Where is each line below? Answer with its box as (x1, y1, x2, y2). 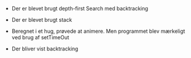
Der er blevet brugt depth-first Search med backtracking (11, 5, 148, 12)
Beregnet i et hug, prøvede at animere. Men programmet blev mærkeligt (11, 28, 186, 35)
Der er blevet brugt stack (11, 16, 72, 23)
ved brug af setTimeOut (11, 34, 69, 40)
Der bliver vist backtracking (11, 45, 79, 52)
